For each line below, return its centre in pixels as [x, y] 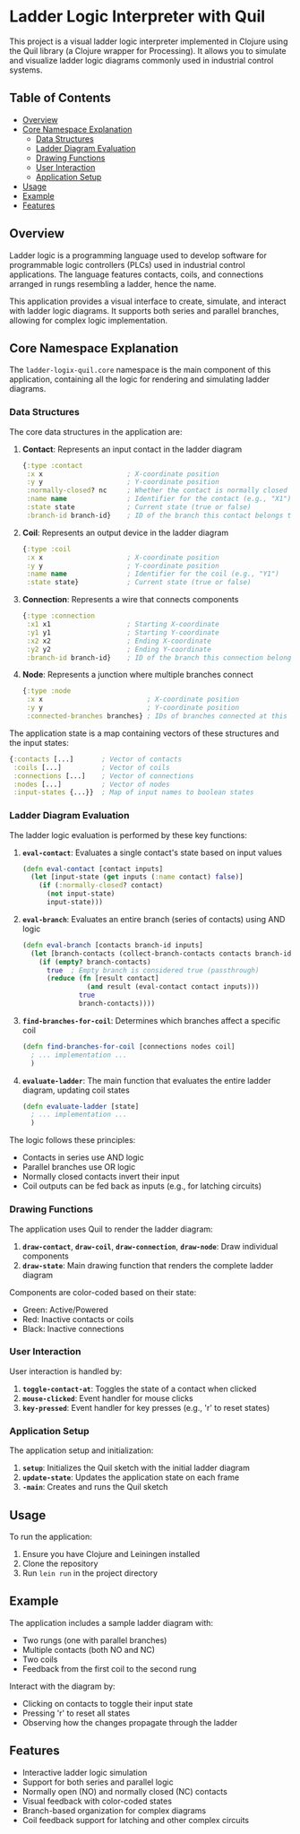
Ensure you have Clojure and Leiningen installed [111, 1553]
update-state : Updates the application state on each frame [131, 1477]
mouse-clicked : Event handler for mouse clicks [108, 1398]
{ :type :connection [59, 616]
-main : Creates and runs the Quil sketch [95, 1487]
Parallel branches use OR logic [79, 1167]
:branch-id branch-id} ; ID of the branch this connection [145, 657]
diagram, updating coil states [76, 1090]
